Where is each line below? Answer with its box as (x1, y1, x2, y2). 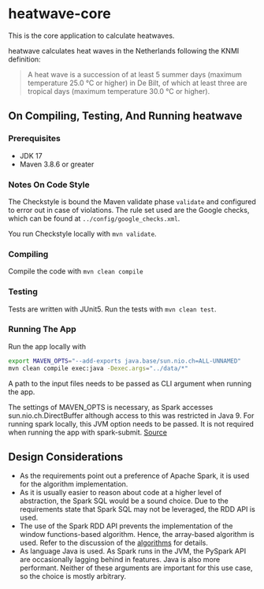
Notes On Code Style (8, 179, 90, 190)
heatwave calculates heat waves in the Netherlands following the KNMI (8, 46, 240, 55)
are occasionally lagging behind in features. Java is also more (19, 555, 221, 565)
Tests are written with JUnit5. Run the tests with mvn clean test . (8, 304, 217, 314)
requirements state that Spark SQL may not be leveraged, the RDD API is (19, 505, 256, 514)
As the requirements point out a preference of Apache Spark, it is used (19, 471, 250, 481)
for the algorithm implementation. (19, 479, 128, 489)
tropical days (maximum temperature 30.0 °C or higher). (27, 86, 210, 95)
